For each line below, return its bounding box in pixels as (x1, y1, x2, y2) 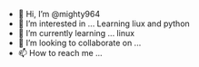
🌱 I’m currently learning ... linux (17, 28, 134, 38)
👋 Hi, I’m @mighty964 (17, 9, 101, 19)
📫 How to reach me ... (17, 48, 103, 58)
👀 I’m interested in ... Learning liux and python (17, 18, 191, 29)
